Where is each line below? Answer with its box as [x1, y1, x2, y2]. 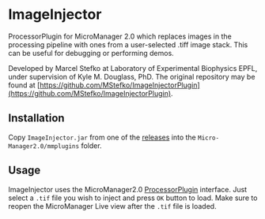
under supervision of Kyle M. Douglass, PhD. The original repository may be [8, 72, 256, 81]
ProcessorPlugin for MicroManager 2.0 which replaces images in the [8, 32, 232, 41]
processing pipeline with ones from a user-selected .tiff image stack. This [8, 39, 248, 49]
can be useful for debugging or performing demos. [8, 48, 174, 58]
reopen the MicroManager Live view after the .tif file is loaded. [8, 201, 217, 210]
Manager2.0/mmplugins [8, 142, 80, 150]
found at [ [8, 80, 40, 90]
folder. [81, 140, 102, 150]
